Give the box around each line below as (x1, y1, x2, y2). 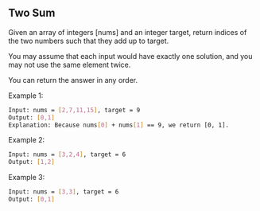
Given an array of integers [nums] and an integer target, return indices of (8, 27, 247, 37)
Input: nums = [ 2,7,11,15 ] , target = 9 (8, 106, 141, 114)
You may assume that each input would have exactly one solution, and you (8, 51, 253, 61)
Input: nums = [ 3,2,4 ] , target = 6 (8, 150, 126, 158)
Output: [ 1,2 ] (8, 158, 56, 166)
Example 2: (8, 135, 45, 145)
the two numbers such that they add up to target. (8, 36, 169, 45)
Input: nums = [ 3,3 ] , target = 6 (8, 188, 119, 196)
